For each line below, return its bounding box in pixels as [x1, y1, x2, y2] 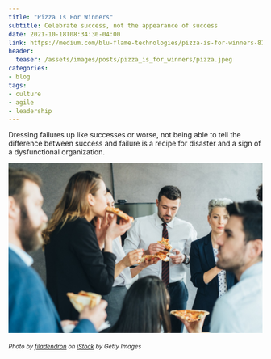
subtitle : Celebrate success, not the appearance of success [8, 21, 219, 30]
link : [8, 39, 27, 47]
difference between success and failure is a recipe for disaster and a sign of [8, 138, 261, 149]
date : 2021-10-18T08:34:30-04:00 [8, 30, 121, 38]
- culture [8, 90, 42, 98]
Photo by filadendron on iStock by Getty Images [8, 342, 142, 351]
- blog [8, 73, 31, 81]
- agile [8, 98, 35, 107]
